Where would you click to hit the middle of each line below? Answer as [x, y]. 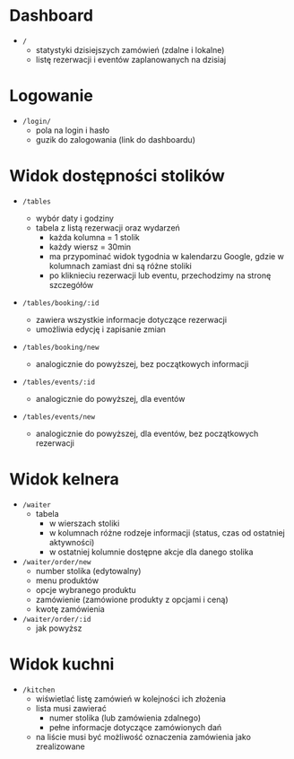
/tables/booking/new [61, 347]
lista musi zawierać [71, 708]
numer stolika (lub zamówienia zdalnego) [125, 718]
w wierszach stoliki [84, 523]
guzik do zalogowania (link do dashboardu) [115, 139]
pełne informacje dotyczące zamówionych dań [135, 727]
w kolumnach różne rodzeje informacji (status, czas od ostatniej [167, 532]
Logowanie [52, 96]
